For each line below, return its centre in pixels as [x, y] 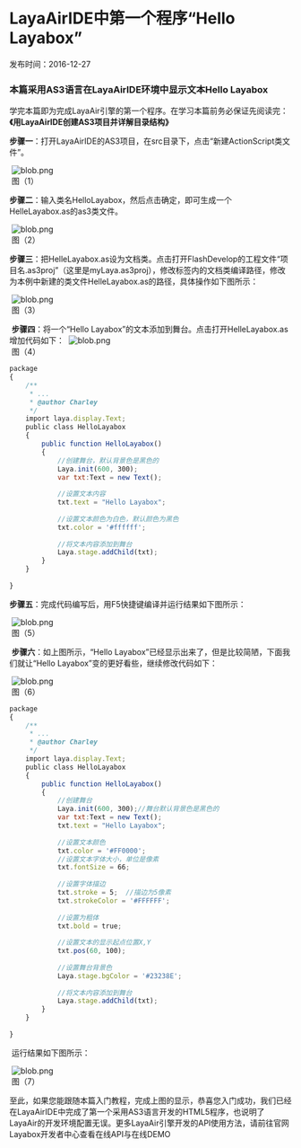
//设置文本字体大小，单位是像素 [108, 859]
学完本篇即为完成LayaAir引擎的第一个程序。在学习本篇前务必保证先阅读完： [149, 111]
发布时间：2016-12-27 [50, 64]
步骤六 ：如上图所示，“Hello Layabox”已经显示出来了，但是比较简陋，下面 [147, 651]
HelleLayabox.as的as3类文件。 [66, 211]
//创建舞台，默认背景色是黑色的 [108, 460]
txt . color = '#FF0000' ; [101, 851]
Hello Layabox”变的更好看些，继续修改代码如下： [127, 663]
